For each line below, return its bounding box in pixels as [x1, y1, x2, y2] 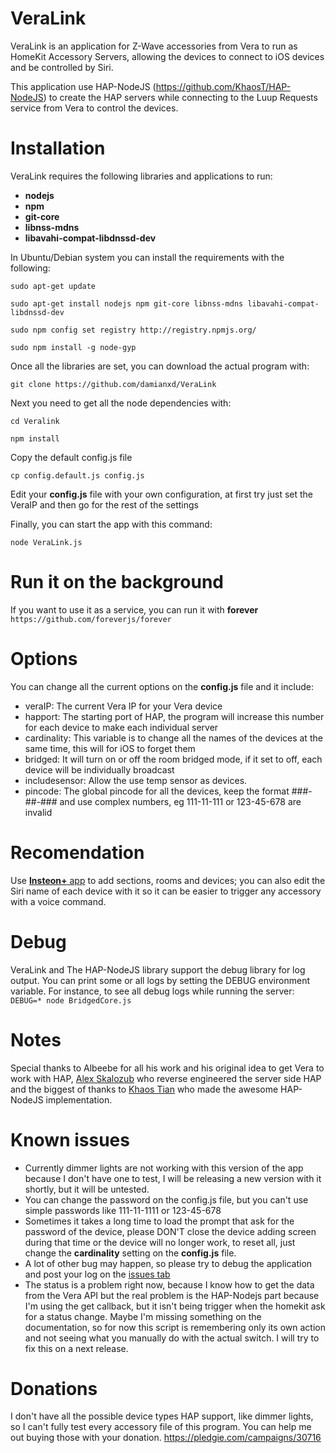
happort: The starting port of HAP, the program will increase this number [24, 710, 325, 722]
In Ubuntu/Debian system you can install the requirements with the [10, 251, 285, 263]
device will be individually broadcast [24, 763, 175, 776]
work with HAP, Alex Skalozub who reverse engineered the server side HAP [10, 1072, 322, 1084]
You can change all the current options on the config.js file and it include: [10, 680, 314, 692]
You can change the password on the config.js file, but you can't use [24, 1193, 309, 1206]
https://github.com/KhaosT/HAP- [155, 80, 292, 92]
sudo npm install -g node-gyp [10, 342, 137, 352]
